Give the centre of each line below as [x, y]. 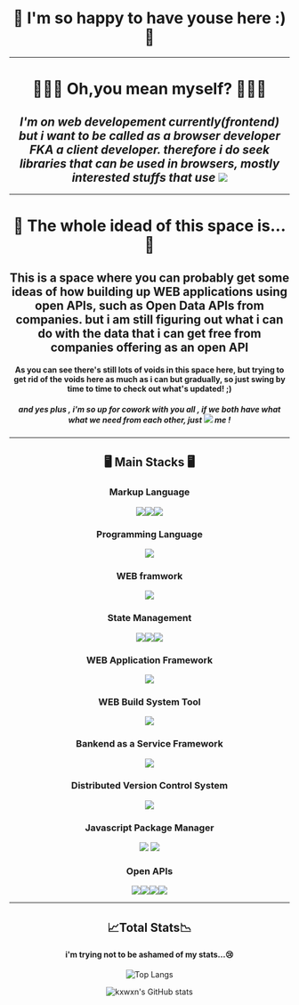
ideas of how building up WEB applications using [149, 292]
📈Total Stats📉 [149, 927]
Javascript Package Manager [149, 828]
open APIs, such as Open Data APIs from [149, 305]
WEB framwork [149, 576]
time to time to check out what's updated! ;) [149, 389]
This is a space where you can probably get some [149, 278]
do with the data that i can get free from [149, 333]
